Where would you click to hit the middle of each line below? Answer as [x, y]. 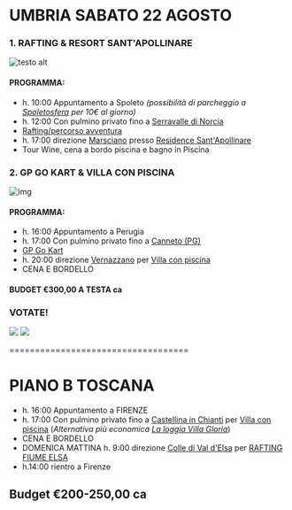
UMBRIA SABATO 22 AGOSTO [121, 15]
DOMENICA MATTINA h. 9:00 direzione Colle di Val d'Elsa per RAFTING [152, 448]
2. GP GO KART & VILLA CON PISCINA [92, 172]
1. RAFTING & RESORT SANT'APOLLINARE [101, 43]
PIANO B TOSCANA [82, 386]
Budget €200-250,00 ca [78, 495]
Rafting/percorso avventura [72, 130]
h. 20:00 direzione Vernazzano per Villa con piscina [116, 260]
